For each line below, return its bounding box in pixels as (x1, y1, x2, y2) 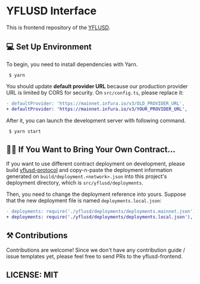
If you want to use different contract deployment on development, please (6, 160, 186, 167)
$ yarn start (8, 128, 42, 135)
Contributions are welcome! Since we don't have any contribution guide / (6, 246, 186, 254)
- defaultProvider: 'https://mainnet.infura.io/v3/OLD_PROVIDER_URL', (6, 100, 185, 107)
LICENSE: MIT (6, 270, 59, 280)
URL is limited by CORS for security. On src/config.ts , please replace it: (6, 89, 184, 96)
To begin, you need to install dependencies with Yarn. (6, 61, 138, 68)
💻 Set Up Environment (6, 42, 92, 52)
